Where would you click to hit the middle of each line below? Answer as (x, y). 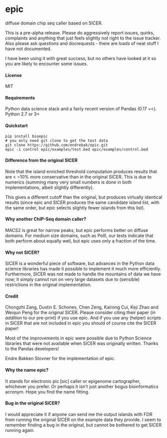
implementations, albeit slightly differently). (49, 187)
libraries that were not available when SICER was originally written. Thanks (82, 343)
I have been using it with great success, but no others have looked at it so (81, 58)
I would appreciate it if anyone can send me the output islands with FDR (79, 414)
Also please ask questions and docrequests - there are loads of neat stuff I (82, 43)
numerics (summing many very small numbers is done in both (69, 182)
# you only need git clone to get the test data (57, 140)
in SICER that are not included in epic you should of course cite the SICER (81, 323)
